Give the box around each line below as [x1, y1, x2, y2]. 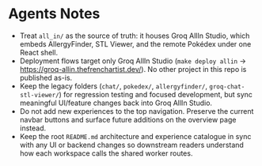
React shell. [19, 47, 58, 57]
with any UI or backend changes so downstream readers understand [19, 140, 244, 149]
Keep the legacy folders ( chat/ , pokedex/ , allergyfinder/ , [19, 81, 208, 91]
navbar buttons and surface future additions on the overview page [19, 115, 237, 124]
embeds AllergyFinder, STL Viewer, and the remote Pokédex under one [19, 39, 252, 48]
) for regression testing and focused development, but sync [59, 89, 253, 99]
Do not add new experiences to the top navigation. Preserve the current [19, 106, 254, 115]
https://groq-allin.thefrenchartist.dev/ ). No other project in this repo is [19, 64, 247, 74]
